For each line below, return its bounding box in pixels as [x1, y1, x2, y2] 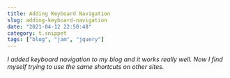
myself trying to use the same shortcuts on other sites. [7, 63, 164, 71]
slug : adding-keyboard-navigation [7, 17, 108, 24]
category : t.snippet [7, 29, 68, 37]
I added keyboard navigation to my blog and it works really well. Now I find [7, 55, 223, 63]
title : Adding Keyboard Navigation [7, 10, 111, 17]
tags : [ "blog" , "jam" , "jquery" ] [7, 36, 105, 43]
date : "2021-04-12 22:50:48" [7, 23, 92, 30]
